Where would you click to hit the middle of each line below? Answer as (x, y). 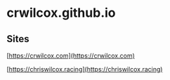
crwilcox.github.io (61, 13)
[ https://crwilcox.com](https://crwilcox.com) (71, 55)
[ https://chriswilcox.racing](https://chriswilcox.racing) (85, 69)
